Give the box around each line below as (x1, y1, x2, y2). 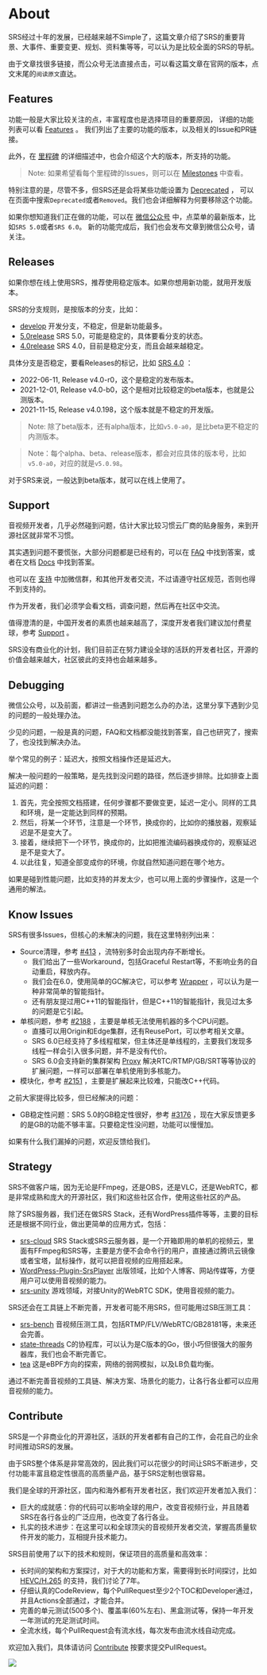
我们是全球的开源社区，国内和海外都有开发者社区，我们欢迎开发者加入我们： (8, 1485, 259, 1495)
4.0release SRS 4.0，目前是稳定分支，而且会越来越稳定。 (19, 341, 208, 351)
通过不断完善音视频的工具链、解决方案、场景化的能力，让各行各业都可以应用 (8, 1376, 259, 1386)
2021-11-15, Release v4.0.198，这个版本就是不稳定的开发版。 (19, 405, 219, 414)
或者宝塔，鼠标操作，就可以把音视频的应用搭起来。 (19, 1255, 188, 1265)
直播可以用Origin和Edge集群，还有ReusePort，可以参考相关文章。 (31, 1026, 249, 1036)
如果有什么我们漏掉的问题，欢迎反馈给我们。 (8, 1137, 155, 1146)
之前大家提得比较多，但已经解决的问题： (8, 1093, 141, 1102)
